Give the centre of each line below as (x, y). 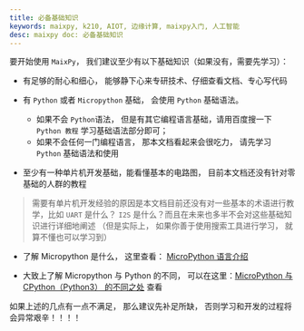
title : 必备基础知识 (44, 18)
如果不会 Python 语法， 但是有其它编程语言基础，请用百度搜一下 (154, 120)
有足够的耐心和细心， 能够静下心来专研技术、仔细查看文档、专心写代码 (155, 81)
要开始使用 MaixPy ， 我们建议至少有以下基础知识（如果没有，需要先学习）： (149, 62)
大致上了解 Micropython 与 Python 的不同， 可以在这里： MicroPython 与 (157, 276)
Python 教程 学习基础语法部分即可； (102, 131)
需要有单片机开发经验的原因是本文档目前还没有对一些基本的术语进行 (159, 203)
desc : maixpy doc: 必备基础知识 (67, 34)
